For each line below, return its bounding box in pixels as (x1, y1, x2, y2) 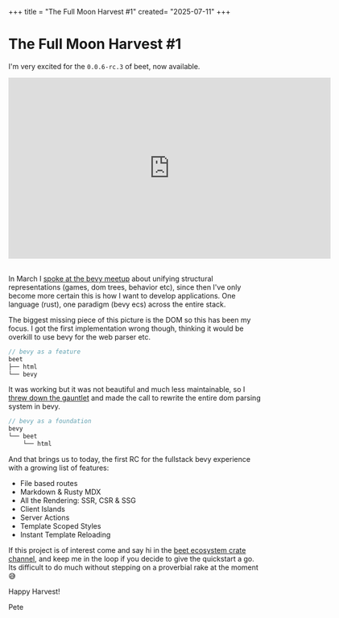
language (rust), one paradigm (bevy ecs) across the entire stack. (8, 299, 226, 309)
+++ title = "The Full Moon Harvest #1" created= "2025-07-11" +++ (8, 7, 231, 16)
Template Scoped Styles (19, 521, 101, 530)
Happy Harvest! (8, 587, 60, 596)
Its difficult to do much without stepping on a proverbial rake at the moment (8, 562, 259, 572)
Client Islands (19, 504, 66, 513)
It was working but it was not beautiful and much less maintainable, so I (8, 385, 246, 394)
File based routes (19, 478, 78, 488)
